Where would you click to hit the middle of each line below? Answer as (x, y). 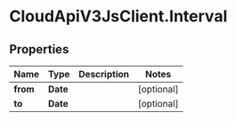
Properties (39, 49)
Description (104, 74)
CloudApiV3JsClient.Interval (118, 16)
